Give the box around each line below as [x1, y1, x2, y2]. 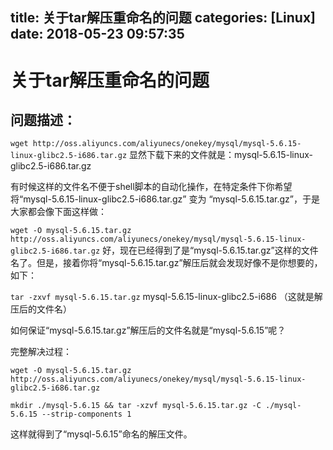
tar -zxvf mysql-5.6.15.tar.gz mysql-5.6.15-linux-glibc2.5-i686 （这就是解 [10, 291, 323, 303]
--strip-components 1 [41, 409, 132, 420]
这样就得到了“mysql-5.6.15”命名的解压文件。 [10, 428, 193, 440]
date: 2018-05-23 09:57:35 [10, 26, 185, 43]
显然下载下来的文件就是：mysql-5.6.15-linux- [129, 149, 313, 161]
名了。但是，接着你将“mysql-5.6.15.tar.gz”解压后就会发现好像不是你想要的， [10, 257, 323, 269]
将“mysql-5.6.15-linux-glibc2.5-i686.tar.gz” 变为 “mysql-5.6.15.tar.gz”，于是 [10, 193, 320, 205]
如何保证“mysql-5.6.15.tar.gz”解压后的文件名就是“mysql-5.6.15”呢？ [10, 324, 287, 337]
